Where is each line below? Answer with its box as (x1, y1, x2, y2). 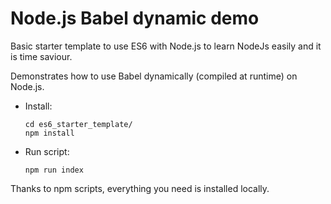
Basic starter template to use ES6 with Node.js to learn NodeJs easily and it (10, 40, 322, 52)
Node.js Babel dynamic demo (10, 7, 260, 30)
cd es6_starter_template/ (24, 119, 133, 129)
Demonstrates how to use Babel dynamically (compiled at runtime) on (10, 70, 298, 82)
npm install (24, 128, 75, 138)
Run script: (24, 145, 70, 157)
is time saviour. (10, 50, 73, 62)
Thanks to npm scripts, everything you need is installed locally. (10, 182, 270, 194)
